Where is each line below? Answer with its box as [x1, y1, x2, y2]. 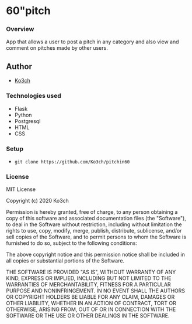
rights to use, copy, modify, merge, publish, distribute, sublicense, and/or [6, 227, 182, 234]
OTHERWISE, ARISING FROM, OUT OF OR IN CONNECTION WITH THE [6, 306, 176, 313]
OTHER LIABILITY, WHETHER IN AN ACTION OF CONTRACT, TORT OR [6, 300, 176, 307]
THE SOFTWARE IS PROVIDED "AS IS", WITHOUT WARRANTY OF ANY [6, 268, 176, 276]
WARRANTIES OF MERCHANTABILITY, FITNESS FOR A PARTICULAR [6, 281, 171, 288]
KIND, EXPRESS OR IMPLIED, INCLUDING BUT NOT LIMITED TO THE [6, 275, 172, 282]
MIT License [6, 186, 36, 193]
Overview [6, 25, 34, 33]
